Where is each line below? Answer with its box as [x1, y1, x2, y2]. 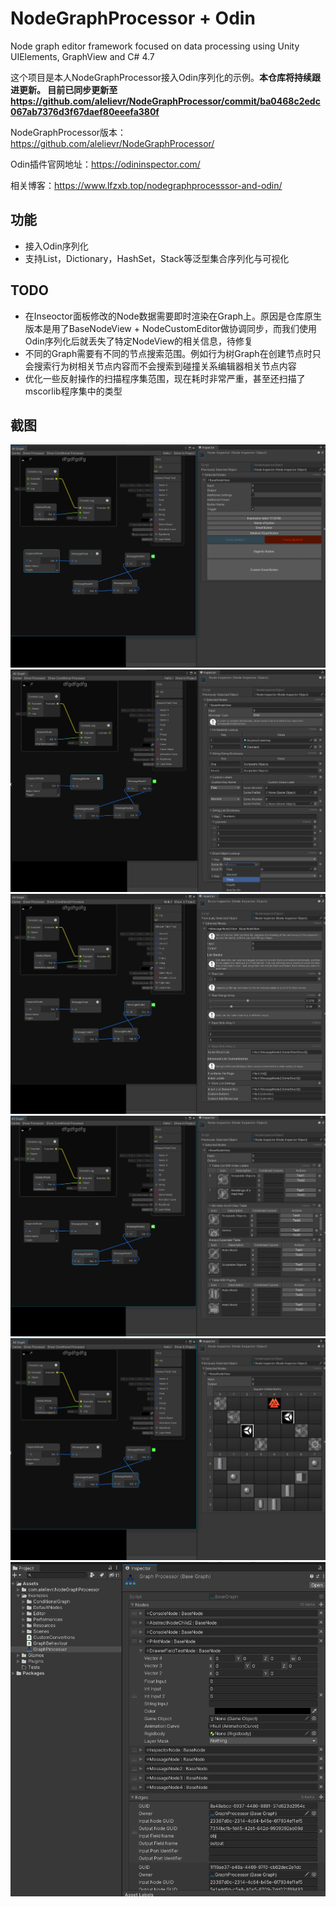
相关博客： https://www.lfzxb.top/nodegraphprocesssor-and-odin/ [10, 179, 283, 191]
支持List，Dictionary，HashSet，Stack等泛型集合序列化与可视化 [24, 252, 290, 264]
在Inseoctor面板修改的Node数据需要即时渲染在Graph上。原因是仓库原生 [24, 310, 322, 322]
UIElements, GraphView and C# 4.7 [10, 50, 155, 62]
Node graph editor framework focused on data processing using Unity [10, 40, 300, 52]
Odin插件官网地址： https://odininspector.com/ [10, 158, 201, 170]
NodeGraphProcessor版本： [10, 126, 127, 138]
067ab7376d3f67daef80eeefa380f [10, 105, 160, 117]
